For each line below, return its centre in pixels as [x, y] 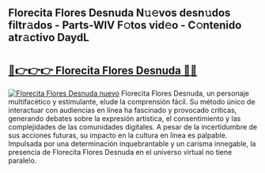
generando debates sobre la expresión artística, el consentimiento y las [125, 118]
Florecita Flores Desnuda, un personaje [185, 93]
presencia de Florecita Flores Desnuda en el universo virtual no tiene [120, 152]
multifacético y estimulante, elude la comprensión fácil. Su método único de [132, 102]
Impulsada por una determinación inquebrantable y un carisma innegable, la [132, 144]
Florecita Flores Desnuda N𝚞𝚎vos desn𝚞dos [119, 13]
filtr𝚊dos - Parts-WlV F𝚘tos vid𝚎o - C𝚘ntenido [125, 26]
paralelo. [23, 160]
